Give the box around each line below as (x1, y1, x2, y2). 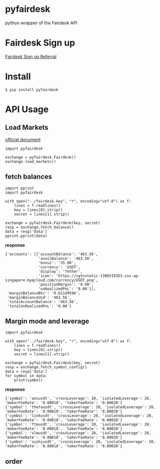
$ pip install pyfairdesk (5, 87, 58, 92)
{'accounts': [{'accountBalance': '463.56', (5, 252, 98, 257)
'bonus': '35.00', (38, 260, 77, 265)
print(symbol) (14, 378, 43, 383)
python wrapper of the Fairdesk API (5, 20, 78, 26)
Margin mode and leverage (5, 317, 89, 325)
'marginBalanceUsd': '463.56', (7, 295, 72, 300)
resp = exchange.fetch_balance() (5, 224, 74, 230)
